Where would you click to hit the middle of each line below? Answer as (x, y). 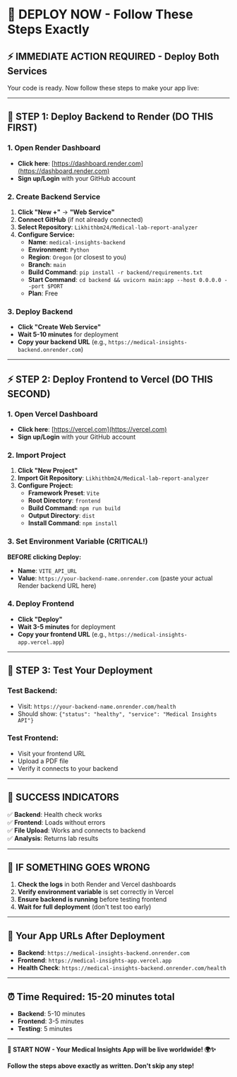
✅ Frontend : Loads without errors (56, 822)
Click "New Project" (48, 471)
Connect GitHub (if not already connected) (80, 219)
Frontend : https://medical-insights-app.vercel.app (95, 960)
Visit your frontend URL (51, 753)
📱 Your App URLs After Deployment (86, 936)
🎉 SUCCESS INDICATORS (63, 798)
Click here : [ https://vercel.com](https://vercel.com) (92, 429)
